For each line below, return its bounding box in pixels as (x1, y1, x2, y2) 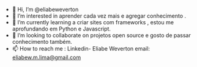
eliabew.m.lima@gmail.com (12, 54, 81, 61)
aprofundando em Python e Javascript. (12, 25, 111, 32)
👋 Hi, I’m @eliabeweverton (12, 6, 79, 13)
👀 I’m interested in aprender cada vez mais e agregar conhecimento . (12, 12, 187, 19)
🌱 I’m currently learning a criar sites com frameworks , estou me (12, 19, 174, 26)
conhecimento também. (12, 38, 72, 45)
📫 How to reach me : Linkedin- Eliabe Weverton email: (12, 45, 151, 52)
